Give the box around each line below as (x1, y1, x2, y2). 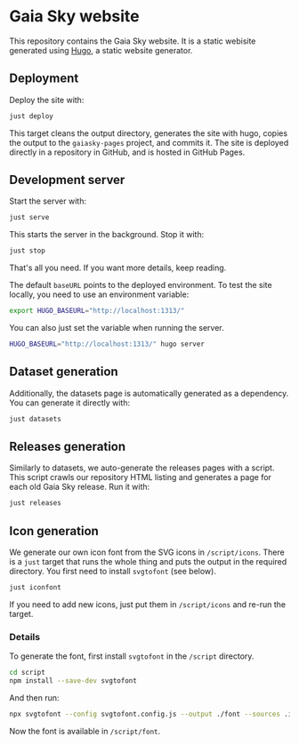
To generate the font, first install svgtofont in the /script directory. (9, 651, 255, 661)
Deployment (9, 71, 79, 86)
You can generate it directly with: (9, 397, 131, 408)
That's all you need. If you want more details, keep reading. (9, 262, 227, 273)
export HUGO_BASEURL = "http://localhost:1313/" (9, 307, 185, 316)
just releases (9, 499, 62, 508)
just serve (9, 213, 50, 222)
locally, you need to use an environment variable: (9, 289, 190, 300)
